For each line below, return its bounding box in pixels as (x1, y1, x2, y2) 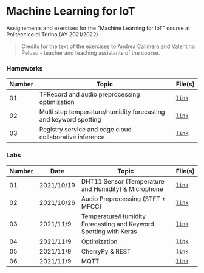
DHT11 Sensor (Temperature (81, 177, 165, 185)
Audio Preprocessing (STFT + (81, 195, 166, 203)
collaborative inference (39, 133, 105, 141)
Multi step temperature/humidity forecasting (39, 108, 165, 116)
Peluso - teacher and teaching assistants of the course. (21, 49, 160, 56)
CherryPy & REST (81, 247, 132, 255)
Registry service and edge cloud (39, 125, 132, 134)
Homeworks (6, 64, 43, 72)
